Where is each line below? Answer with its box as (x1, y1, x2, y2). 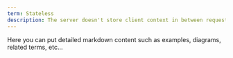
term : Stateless (7, 10, 54, 17)
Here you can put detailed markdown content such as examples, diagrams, (7, 35, 222, 43)
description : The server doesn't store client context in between (7, 17, 203, 23)
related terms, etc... (7, 43, 63, 51)
